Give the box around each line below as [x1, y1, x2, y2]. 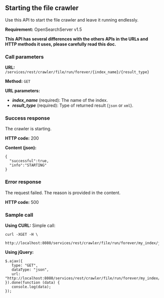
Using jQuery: [5, 249, 34, 255]
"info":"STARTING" [9, 163, 47, 168]
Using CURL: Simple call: [5, 223, 56, 228]
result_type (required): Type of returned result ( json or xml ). [12, 102, 133, 108]
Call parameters [5, 53, 44, 60]
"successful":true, [9, 159, 49, 164]
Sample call [5, 211, 33, 218]
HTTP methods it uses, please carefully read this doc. [5, 41, 116, 47]
